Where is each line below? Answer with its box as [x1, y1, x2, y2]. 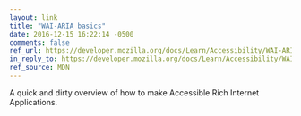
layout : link [9, 12, 58, 22]
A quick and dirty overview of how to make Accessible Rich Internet [9, 87, 260, 98]
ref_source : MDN [9, 63, 70, 72]
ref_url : [9, 46, 42, 55]
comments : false [9, 37, 70, 47]
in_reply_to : [9, 54, 58, 63]
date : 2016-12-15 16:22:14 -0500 [9, 29, 134, 38]
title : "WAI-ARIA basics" [9, 21, 106, 30]
